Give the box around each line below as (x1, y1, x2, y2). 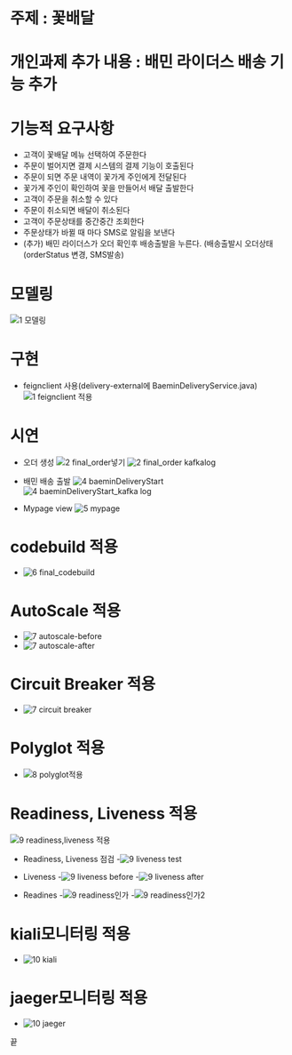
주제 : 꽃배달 (10, 8, 95, 28)
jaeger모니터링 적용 (10, 987, 148, 1008)
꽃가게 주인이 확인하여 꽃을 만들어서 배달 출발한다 (22, 183, 194, 194)
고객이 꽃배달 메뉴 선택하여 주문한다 (22, 149, 147, 160)
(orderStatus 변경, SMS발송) (22, 250, 125, 260)
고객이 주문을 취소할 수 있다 (22, 194, 119, 204)
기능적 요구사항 (10, 118, 114, 139)
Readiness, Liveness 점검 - (22, 853, 121, 864)
